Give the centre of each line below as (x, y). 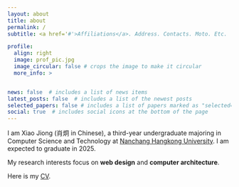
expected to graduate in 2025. (52, 149)
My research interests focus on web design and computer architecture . (113, 162)
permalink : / (27, 27)
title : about (27, 21)
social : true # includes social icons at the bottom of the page (108, 112)
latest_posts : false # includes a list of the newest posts (100, 99)
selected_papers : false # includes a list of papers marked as (103, 105)
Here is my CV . (29, 176)
